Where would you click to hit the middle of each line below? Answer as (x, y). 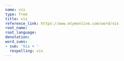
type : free (16, 14)
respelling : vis (26, 51)
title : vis (16, 19)
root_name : (16, 28)
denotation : (17, 37)
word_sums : (16, 42)
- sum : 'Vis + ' (22, 46)
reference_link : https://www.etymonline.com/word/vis (62, 23)
